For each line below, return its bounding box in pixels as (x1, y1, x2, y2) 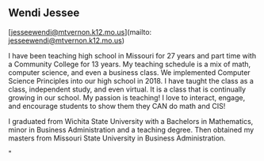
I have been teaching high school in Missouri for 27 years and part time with (8, 51, 256, 60)
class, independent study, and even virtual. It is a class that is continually (8, 84, 247, 94)
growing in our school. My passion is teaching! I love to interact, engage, (8, 92, 246, 102)
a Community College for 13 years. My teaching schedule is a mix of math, (8, 59, 251, 69)
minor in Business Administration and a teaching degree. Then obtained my (8, 125, 254, 134)
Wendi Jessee (8, 6, 80, 20)
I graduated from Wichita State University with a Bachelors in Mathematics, (8, 116, 254, 125)
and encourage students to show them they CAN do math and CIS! (8, 101, 226, 110)
